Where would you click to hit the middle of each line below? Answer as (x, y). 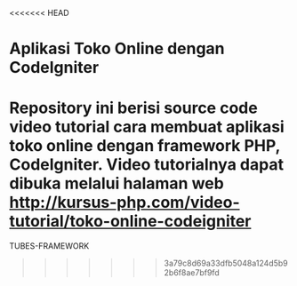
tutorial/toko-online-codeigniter (130, 222)
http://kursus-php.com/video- (124, 203)
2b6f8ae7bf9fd (192, 273)
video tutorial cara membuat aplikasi (147, 127)
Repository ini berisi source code (133, 108)
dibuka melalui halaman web (116, 183)
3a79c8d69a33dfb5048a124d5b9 (226, 263)
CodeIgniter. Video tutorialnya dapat (147, 165)
